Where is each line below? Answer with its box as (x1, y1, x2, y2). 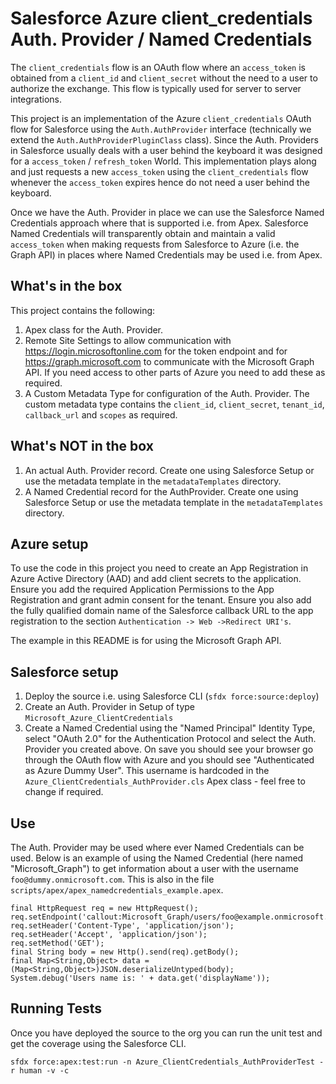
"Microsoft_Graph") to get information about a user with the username (10, 863, 299, 874)
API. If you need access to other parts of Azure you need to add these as (24, 366, 326, 378)
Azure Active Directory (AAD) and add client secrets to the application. (10, 573, 302, 585)
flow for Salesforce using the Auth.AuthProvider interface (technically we (10, 123, 312, 135)
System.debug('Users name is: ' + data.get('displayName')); (10, 973, 271, 983)
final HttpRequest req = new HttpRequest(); (10, 903, 199, 913)
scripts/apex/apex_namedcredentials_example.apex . (10, 884, 224, 896)
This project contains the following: (10, 304, 156, 316)
